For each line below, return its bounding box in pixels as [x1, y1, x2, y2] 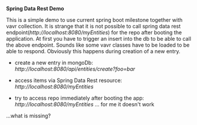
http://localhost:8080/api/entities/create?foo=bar [14, 65, 136, 73]
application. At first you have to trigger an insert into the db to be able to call [6, 35, 192, 42]
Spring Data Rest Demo [6, 5, 64, 12]
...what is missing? [6, 112, 51, 119]
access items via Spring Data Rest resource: [14, 77, 123, 84]
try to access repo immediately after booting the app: [14, 94, 145, 101]
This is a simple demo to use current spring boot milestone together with [6, 17, 183, 23]
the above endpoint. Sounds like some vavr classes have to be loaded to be [6, 41, 190, 48]
